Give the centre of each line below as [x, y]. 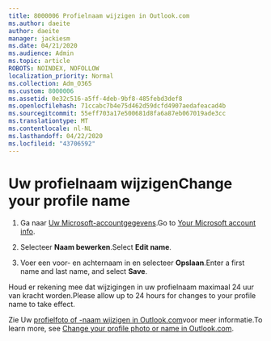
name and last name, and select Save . [84, 272]
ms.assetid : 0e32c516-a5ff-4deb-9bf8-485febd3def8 [95, 99]
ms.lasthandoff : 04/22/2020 [56, 136]
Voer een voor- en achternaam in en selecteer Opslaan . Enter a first [132, 263]
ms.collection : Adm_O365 [50, 83]
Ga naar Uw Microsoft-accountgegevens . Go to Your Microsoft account [138, 223]
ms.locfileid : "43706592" [52, 143]
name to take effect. [42, 305]
